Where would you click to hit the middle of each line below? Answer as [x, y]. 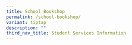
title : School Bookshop [36, 11]
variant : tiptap [26, 22]
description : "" [26, 28]
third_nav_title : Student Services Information [66, 33]
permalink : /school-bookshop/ [44, 17]
